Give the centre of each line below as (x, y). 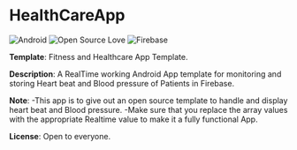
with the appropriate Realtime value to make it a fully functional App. (133, 119)
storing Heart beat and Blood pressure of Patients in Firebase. (122, 83)
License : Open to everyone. (60, 136)
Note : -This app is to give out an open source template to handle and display (148, 100)
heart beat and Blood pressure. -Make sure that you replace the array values (148, 109)
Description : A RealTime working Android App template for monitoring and (145, 74)
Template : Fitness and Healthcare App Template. (99, 56)
